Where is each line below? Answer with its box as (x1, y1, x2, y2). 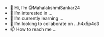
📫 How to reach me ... (10, 26, 57, 32)
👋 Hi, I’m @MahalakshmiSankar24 (10, 5, 80, 10)
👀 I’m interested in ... (10, 10, 53, 16)
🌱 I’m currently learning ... (10, 15, 64, 21)
